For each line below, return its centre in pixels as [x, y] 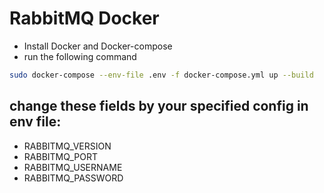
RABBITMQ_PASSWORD [73, 178]
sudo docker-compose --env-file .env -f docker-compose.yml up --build [161, 75]
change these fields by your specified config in [159, 106]
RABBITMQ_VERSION [67, 146]
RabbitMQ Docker [84, 18]
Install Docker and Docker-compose [98, 46]
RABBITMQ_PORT [60, 156]
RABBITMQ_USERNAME [73, 167]
